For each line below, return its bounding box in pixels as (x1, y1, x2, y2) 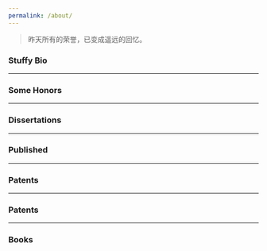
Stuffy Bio (8, 55, 48, 66)
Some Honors (8, 84, 62, 95)
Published (8, 145, 48, 156)
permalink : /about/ (8, 11, 73, 20)
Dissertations (8, 114, 62, 125)
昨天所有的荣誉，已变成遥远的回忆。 (27, 34, 147, 44)
